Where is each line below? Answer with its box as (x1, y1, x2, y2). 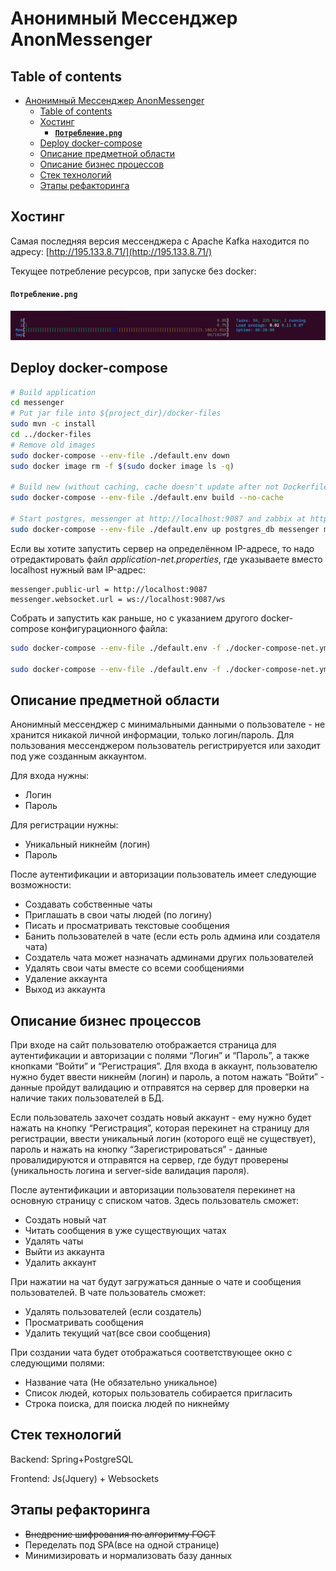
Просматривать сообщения (24, 1317, 144, 1329)
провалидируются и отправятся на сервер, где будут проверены (10, 1154, 289, 1166)
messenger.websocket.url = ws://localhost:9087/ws (10, 594, 226, 604)
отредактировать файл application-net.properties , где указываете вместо (10, 553, 323, 565)
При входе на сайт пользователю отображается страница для (10, 1039, 277, 1051)
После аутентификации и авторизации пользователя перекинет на (10, 1184, 296, 1196)
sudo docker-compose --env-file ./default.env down (10, 450, 230, 461)
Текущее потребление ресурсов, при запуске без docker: (10, 265, 257, 277)
